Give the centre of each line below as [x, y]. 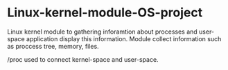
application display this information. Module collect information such [124, 38]
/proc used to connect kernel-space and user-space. [83, 59]
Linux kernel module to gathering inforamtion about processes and [102, 32]
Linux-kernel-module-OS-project [105, 13]
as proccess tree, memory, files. [53, 46]
